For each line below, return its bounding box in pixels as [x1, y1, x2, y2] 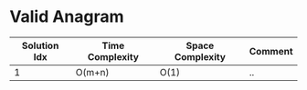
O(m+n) [75, 65, 110, 78]
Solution [21, 39, 59, 52]
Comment [249, 45, 293, 57]
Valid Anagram [9, 6, 125, 27]
